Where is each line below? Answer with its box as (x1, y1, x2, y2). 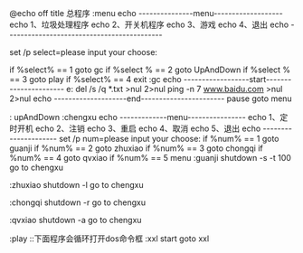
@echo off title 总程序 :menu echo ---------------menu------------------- (9, 8, 283, 18)
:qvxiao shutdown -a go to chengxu (9, 215, 142, 225)
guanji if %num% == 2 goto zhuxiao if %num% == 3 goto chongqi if (9, 143, 264, 154)
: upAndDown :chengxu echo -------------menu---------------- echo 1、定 (9, 112, 289, 122)
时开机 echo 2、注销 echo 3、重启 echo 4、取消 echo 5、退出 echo (9, 123, 261, 134)
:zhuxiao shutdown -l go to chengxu (9, 180, 144, 190)
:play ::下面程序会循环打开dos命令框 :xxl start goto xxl (9, 233, 210, 244)
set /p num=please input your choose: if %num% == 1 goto (58, 134, 279, 144)
